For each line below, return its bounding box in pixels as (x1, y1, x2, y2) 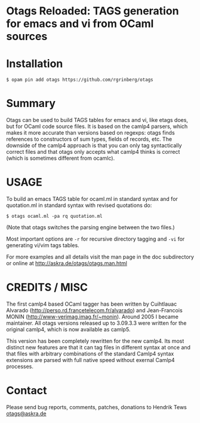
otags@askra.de (6, 410, 47, 417)
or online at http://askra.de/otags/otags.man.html (6, 260, 127, 267)
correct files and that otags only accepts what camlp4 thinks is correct (6, 148, 180, 156)
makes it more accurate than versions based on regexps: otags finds (6, 129, 175, 136)
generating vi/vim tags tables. (6, 242, 79, 249)
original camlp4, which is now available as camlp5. (6, 325, 131, 333)
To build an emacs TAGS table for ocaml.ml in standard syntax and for (6, 196, 178, 202)
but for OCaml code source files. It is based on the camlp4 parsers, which (6, 123, 188, 130)
